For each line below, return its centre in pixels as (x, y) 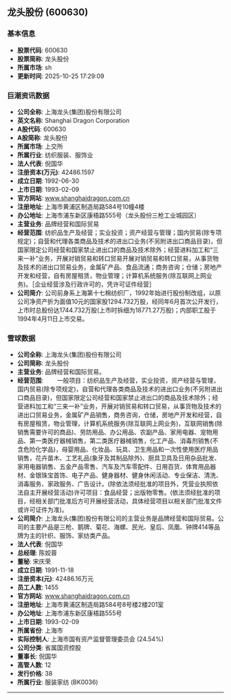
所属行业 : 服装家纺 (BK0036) (57, 682)
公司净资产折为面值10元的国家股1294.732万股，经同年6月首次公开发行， (119, 301)
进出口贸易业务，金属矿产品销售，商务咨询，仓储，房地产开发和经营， (117, 415)
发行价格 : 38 (35, 674)
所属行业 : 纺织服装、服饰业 (55, 154)
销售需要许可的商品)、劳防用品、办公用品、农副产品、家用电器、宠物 (114, 432)
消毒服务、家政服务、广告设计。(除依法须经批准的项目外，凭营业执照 (114, 484)
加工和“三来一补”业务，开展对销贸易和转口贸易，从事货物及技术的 (129, 406)
